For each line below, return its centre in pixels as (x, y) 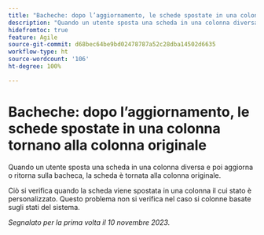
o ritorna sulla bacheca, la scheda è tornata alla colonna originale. (115, 175)
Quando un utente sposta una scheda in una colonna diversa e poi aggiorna (131, 167)
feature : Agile (33, 37)
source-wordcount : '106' (49, 60)
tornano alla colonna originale (107, 145)
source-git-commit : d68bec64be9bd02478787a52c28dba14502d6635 (112, 45)
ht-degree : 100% (35, 67)
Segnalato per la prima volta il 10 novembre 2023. (89, 222)
